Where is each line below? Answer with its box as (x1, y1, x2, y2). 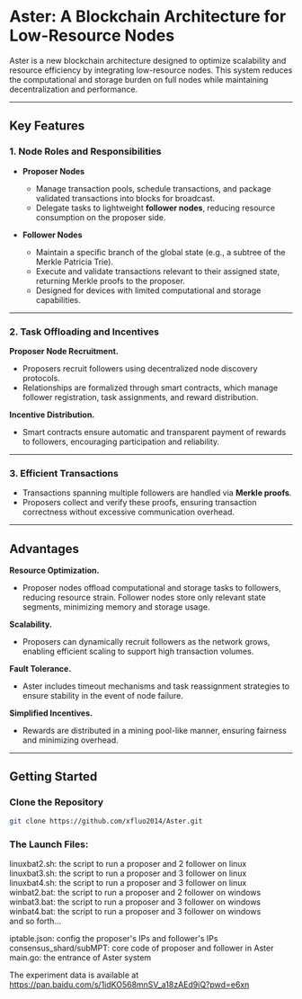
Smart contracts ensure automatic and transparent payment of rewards (22, 426, 287, 437)
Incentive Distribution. (9, 409, 95, 420)
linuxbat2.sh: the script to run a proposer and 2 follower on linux (9, 858, 247, 869)
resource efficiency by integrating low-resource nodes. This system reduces (9, 65, 293, 76)
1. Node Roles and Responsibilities (9, 146, 162, 158)
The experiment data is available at (9, 969, 139, 980)
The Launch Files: (9, 838, 89, 851)
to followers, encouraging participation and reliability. (22, 436, 220, 447)
